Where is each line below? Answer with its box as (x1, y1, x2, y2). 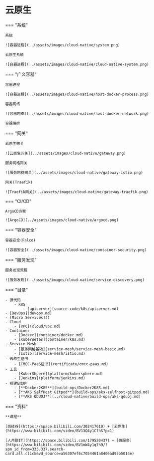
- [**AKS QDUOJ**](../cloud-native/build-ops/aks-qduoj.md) (14, 394, 141, 399)
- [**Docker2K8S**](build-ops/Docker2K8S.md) (14, 385, 110, 390)
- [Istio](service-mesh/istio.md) (14, 351, 85, 356)
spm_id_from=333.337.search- (5, 447, 66, 452)
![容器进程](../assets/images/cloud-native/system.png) (5, 42, 120, 47)
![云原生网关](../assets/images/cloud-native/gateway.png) (5, 151, 126, 156)
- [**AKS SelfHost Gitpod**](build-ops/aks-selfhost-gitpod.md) (14, 390, 150, 395)
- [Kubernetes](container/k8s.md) (14, 337, 85, 342)
